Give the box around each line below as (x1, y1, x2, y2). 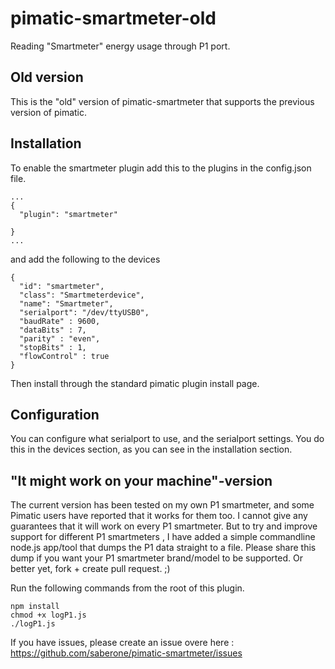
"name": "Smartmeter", (19, 298, 114, 309)
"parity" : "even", (19, 333, 101, 344)
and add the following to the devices (10, 253, 161, 265)
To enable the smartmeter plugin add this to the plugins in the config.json (10, 162, 312, 174)
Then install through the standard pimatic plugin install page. (10, 377, 260, 389)
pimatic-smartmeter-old (10, 7, 217, 30)
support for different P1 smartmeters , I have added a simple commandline (10, 531, 316, 543)
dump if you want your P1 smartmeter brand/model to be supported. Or (10, 552, 303, 564)
